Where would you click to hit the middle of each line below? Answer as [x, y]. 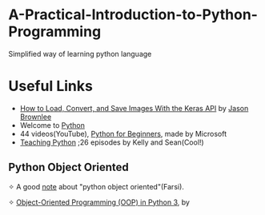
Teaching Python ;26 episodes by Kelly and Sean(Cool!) [112, 142]
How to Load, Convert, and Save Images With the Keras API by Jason [134, 108]
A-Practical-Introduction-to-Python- [133, 15]
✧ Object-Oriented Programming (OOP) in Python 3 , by [99, 202]
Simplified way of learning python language [80, 54]
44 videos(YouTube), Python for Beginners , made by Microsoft [123, 133]
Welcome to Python [52, 125]
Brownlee [36, 117]
